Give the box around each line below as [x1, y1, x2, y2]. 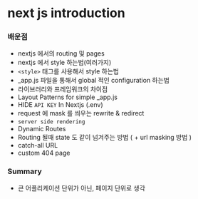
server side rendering [17, 118, 85, 126]
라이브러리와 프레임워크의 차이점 [17, 85, 108, 93]
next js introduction [7, 5, 126, 21]
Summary [7, 166, 43, 176]
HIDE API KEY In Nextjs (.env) [17, 101, 103, 109]
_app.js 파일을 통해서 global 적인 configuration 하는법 [17, 76, 170, 85]
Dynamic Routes [17, 125, 66, 133]
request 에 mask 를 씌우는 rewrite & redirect [17, 109, 145, 118]
